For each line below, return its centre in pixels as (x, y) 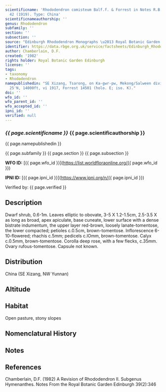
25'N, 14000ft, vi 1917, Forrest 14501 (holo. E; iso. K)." (73, 88)
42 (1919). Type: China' (35, 14)
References (23, 367)
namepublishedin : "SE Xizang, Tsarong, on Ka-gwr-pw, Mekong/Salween (78, 83)
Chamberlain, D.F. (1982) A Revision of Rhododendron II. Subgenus (73, 379)
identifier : (17, 47)
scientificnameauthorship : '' (36, 19)
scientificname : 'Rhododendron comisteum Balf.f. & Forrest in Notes (78, 10)
